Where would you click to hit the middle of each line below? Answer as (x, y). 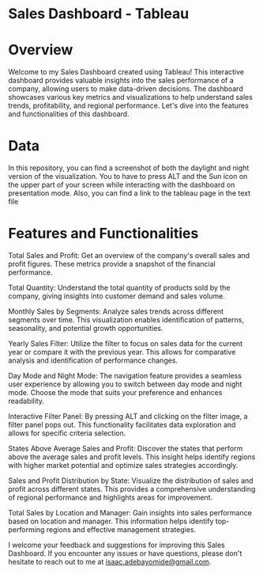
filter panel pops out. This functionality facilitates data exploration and (122, 425)
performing (26, 530)
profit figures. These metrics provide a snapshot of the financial (112, 264)
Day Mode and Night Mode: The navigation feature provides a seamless (125, 376)
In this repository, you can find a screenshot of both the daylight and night (129, 168)
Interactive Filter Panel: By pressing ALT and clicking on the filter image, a (128, 416)
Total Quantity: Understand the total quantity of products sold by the (119, 287)
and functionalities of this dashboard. (69, 114)
